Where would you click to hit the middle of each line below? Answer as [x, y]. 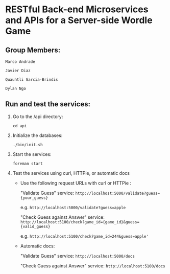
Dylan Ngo [16, 88]
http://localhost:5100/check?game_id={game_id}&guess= [80, 222]
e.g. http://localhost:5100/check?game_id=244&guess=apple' [84, 236]
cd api [20, 126]
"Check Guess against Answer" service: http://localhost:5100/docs [93, 266]
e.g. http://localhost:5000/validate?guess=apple [73, 207]
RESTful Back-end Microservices [77, 9]
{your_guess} [34, 198]
